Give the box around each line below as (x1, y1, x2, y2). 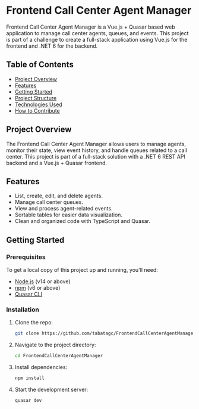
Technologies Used (14, 101, 62, 108)
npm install (14, 375, 45, 382)
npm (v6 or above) (14, 284, 61, 292)
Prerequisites (6, 253, 46, 261)
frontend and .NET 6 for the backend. (6, 42, 98, 49)
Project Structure (14, 94, 57, 101)
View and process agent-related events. (14, 205, 113, 212)
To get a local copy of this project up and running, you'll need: (6, 267, 159, 274)
